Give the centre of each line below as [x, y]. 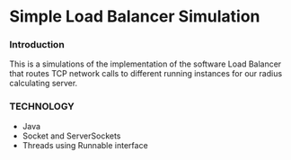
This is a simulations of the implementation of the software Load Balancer [145, 64]
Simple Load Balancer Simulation [135, 17]
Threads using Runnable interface [85, 145]
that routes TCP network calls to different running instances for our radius [146, 74]
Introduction [37, 45]
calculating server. [44, 84]
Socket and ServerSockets [71, 136]
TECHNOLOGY [42, 107]
